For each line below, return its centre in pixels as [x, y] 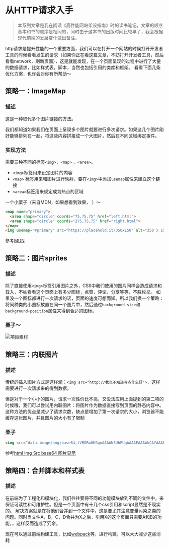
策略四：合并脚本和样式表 [45, 471]
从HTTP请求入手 [39, 10]
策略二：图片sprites [36, 258]
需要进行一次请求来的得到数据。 [38, 388]
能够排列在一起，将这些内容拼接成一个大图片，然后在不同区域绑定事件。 [84, 135]
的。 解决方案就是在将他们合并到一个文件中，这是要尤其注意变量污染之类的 [83, 510]
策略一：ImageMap [36, 91]
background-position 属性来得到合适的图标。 [51, 311]
